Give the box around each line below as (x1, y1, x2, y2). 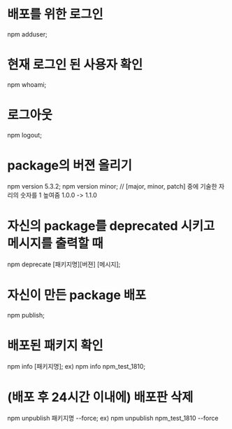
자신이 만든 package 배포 (7, 287, 147, 303)
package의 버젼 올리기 (7, 158, 133, 173)
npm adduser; (7, 29, 48, 39)
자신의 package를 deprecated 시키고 (7, 218, 215, 233)
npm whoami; (7, 80, 47, 88)
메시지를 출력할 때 (7, 236, 103, 251)
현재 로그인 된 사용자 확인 (7, 57, 143, 73)
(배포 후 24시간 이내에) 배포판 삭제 (7, 389, 194, 405)
